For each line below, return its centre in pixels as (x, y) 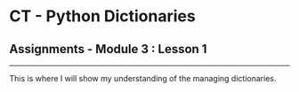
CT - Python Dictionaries (102, 16)
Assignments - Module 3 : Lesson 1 (108, 49)
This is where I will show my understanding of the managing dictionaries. (143, 78)
